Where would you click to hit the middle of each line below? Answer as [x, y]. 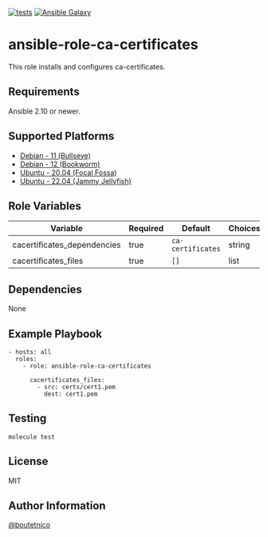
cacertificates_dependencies [67, 245]
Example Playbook [55, 334]
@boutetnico [30, 525]
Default [196, 229]
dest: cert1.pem [71, 394]
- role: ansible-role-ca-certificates [87, 366]
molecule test [32, 437]
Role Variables [45, 206]
